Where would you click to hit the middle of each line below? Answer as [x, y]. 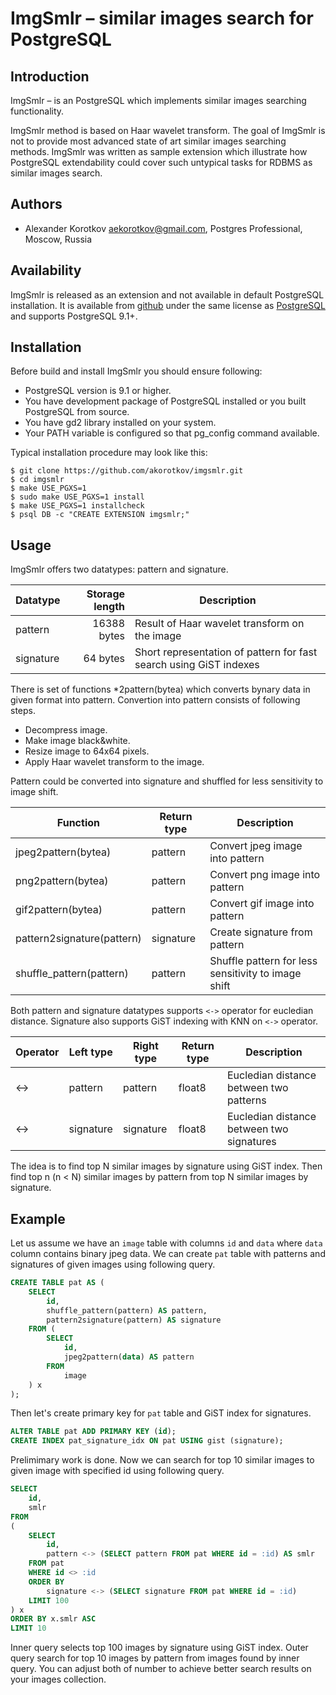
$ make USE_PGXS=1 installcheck [77, 506]
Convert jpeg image [256, 846]
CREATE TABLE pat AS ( [57, 1283]
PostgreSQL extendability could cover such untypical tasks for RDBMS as [161, 162]
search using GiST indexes [197, 665]
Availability [46, 270]
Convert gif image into [262, 904]
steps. [23, 711]
